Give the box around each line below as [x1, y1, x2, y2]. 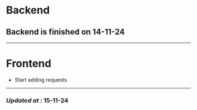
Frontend [6, 57, 52, 70]
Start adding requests [14, 76, 67, 83]
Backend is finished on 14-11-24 [6, 27, 125, 37]
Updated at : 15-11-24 [6, 96, 69, 104]
